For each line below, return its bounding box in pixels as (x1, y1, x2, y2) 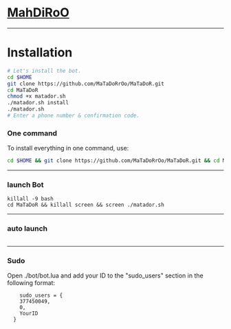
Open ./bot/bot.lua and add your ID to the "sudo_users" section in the (7, 271, 204, 280)
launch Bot (7, 180, 44, 190)
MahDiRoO (7, 5, 70, 21)
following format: (7, 278, 56, 286)
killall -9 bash (7, 196, 54, 203)
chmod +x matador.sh (7, 93, 67, 100)
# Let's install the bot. (7, 67, 81, 74)
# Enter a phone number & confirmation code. (7, 112, 140, 119)
